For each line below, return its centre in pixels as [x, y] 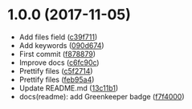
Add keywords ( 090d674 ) [62, 45]
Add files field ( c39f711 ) [58, 37]
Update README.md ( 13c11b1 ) [69, 88]
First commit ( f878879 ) [57, 54]
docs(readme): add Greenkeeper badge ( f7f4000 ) [102, 96]
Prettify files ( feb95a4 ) [57, 79]
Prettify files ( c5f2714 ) [56, 71]
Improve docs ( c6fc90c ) [59, 63]
